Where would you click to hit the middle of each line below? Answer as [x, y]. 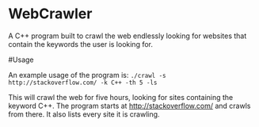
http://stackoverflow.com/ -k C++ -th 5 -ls [83, 83]
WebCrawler [50, 14]
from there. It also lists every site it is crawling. [84, 114]
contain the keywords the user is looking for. [80, 44]
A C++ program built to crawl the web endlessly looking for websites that [128, 36]
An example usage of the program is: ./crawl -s [87, 75]
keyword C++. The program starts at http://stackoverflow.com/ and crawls [129, 106]
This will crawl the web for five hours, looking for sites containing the [121, 97]
